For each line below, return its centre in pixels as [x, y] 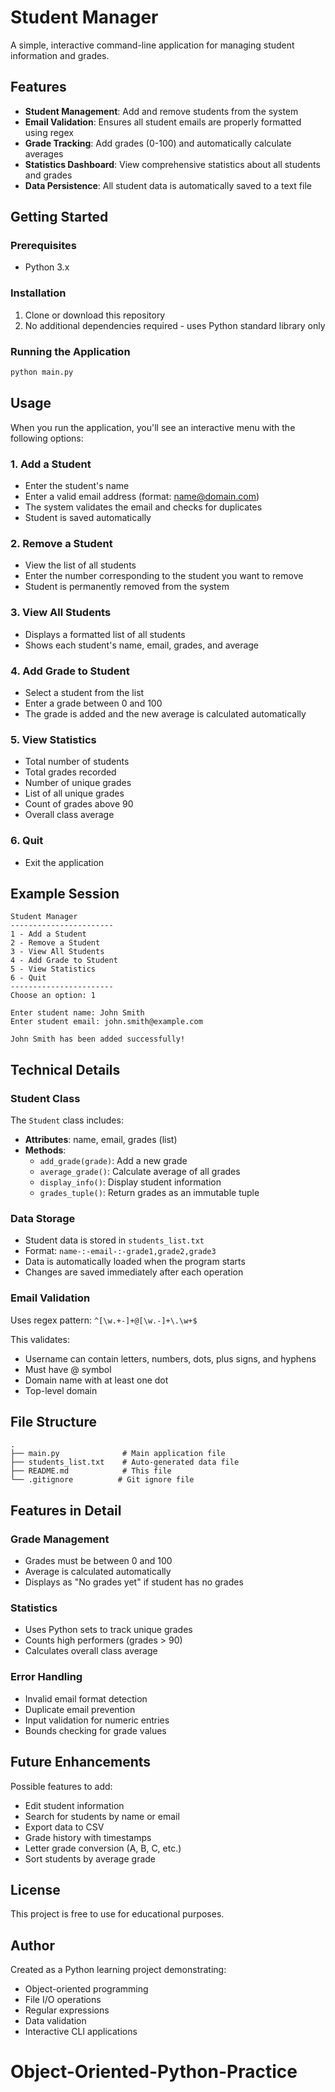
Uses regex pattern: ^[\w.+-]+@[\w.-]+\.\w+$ [104, 1320]
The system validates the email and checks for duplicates [143, 507]
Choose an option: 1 [53, 996]
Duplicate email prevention [80, 1709]
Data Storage [43, 1218]
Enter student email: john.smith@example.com [106, 1022]
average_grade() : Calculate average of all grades [140, 1171]
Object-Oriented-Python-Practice [154, 2072]
